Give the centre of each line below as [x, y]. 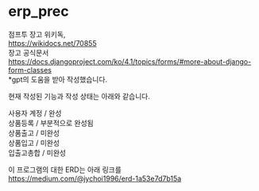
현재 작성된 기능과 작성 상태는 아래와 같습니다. [79, 96]
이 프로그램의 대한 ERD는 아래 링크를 [65, 170]
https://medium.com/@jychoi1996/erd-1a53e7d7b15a [95, 178]
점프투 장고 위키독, [37, 34]
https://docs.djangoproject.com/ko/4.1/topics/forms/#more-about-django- [130, 61]
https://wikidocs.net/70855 [52, 43]
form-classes [30, 70]
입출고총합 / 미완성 [37, 152]
